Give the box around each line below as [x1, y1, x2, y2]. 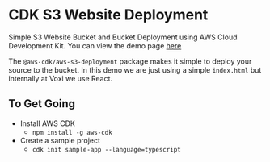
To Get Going [8, 97, 75, 110]
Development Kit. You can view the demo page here [8, 40, 182, 50]
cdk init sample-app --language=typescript [32, 145, 182, 154]
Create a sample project [19, 135, 101, 145]
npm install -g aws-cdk [32, 128, 113, 136]
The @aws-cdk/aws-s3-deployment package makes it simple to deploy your [8, 56, 252, 66]
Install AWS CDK [19, 118, 75, 128]
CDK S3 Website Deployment [8, 6, 209, 24]
